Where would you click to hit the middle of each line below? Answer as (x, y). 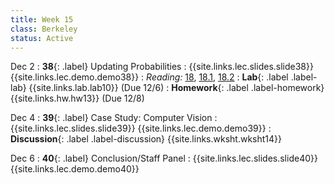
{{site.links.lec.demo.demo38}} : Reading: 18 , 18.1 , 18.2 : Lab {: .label (149, 77)
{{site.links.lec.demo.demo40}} (75, 169)
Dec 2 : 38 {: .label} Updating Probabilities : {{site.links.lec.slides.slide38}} (162, 67)
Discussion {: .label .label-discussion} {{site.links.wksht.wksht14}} (146, 139)
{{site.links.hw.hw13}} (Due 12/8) (77, 98)
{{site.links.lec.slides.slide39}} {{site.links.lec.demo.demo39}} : (141, 128)
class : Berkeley (44, 29)
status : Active (42, 38)
